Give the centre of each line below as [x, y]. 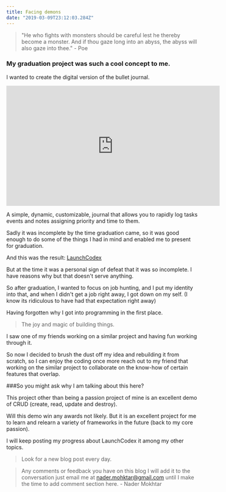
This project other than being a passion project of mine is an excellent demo [102, 397]
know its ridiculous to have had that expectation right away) [81, 300]
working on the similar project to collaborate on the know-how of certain [97, 367]
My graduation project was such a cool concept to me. [88, 63]
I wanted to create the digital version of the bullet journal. [78, 77]
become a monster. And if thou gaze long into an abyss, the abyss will [109, 42]
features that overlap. [33, 374]
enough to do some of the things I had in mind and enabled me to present [98, 239]
